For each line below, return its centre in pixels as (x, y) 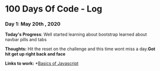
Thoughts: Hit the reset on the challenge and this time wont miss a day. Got (80, 49)
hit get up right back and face (35, 54)
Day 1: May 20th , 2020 (33, 24)
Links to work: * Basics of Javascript (42, 63)
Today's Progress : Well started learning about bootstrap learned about (76, 34)
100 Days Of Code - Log (54, 9)
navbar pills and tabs (26, 40)
